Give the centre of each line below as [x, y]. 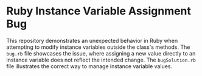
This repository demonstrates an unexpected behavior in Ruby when [92, 40]
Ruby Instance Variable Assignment [99, 11]
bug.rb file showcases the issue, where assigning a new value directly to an [101, 53]
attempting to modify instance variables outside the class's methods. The [98, 47]
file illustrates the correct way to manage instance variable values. [89, 66]
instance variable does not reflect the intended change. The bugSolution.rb [101, 60]
